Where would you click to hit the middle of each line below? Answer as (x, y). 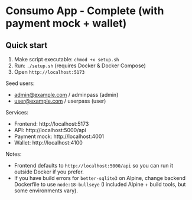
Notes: (14, 154)
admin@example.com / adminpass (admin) (66, 95)
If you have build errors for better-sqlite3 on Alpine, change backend (100, 178)
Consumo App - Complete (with (85, 11)
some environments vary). (46, 191)
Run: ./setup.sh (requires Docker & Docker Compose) (80, 65)
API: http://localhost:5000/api (50, 130)
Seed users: (20, 83)
